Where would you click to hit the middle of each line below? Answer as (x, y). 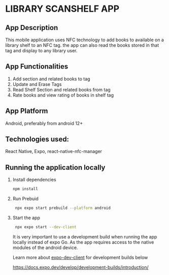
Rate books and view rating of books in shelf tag (63, 95)
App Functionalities (37, 67)
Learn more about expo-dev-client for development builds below (80, 257)
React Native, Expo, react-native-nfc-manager (54, 151)
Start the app (26, 218)
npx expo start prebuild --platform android (63, 208)
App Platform (27, 111)
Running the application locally (55, 167)
